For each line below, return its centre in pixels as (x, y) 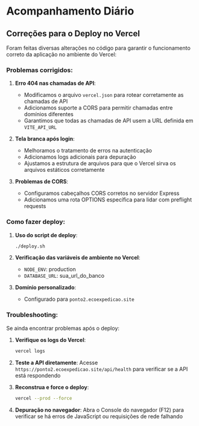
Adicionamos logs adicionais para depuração (80, 157)
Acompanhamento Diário (70, 11)
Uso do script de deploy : (46, 235)
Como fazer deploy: (36, 222)
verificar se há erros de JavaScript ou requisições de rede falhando (99, 416)
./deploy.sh (30, 246)
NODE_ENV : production (50, 269)
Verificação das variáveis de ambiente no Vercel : (77, 258)
